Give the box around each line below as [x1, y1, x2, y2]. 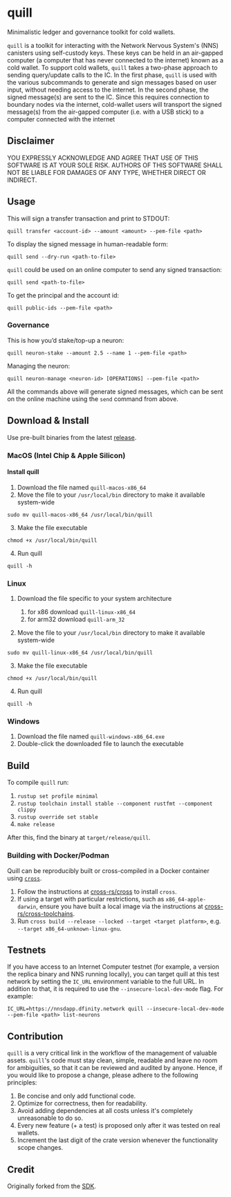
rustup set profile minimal [17, 793, 98, 800]
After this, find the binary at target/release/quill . [7, 833, 151, 842]
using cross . [7, 874, 42, 882]
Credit [7, 1164, 35, 1175]
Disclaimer [7, 135, 55, 147]
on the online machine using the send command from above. [7, 394, 178, 403]
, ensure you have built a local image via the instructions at [35, 902, 203, 910]
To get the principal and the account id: [7, 291, 120, 299]
